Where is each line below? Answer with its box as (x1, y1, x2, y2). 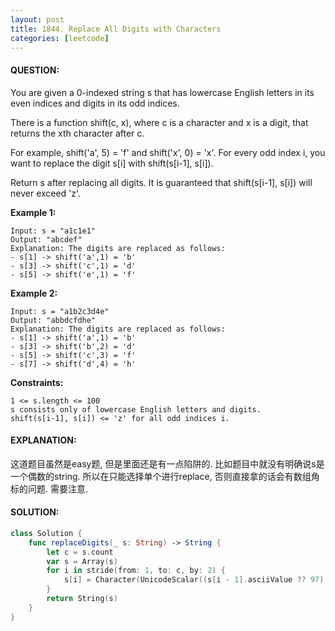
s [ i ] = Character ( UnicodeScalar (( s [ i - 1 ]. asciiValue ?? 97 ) (63, 575, 325, 585)
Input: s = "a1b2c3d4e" (10, 306, 110, 316)
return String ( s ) (46, 594, 118, 604)
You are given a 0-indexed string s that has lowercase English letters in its (10, 86, 315, 98)
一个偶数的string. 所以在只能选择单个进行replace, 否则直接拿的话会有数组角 (10, 470, 320, 482)
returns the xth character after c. (10, 127, 145, 139)
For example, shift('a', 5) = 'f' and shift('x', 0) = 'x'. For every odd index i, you (10, 146, 326, 158)
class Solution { (10, 528, 83, 538)
